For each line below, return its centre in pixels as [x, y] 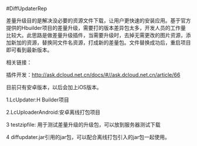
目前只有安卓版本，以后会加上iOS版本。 [54, 87]
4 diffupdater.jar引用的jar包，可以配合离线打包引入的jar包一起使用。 [88, 137]
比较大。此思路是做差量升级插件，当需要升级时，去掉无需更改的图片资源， [96, 35]
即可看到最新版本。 [29, 50]
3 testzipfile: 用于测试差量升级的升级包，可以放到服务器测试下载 [83, 125]
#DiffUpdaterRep [27, 9]
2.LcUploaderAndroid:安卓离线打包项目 [53, 112]
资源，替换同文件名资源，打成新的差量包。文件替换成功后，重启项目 [108, 43]
